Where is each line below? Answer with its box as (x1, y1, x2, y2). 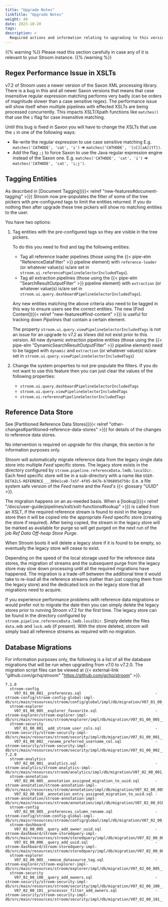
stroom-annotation (9, 774, 48, 779)
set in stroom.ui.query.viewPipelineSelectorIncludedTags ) (12, 353, 134, 359)
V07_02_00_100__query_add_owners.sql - (14, 875, 157, 880)
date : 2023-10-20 (5, 21, 41, 27)
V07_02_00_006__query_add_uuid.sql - (14, 840, 157, 845)
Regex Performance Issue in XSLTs (5, 69, 116, 78)
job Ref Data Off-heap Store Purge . (5, 530, 78, 536)
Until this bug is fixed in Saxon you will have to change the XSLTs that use (5, 124, 157, 130)
